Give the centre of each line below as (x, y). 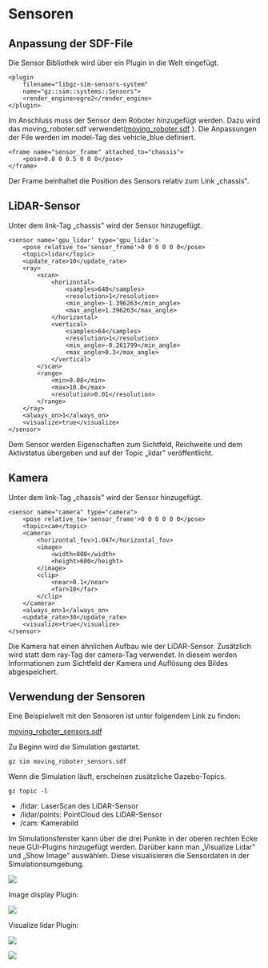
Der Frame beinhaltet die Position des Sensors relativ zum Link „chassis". (129, 181)
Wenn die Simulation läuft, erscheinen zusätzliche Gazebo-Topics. (117, 776)
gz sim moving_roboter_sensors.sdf (68, 762)
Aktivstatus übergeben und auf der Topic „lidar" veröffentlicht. (111, 453)
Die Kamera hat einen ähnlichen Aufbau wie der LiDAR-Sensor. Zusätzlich (130, 646)
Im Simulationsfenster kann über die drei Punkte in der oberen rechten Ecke (133, 839)
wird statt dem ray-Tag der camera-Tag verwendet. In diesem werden (123, 655)
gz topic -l (28, 791)
